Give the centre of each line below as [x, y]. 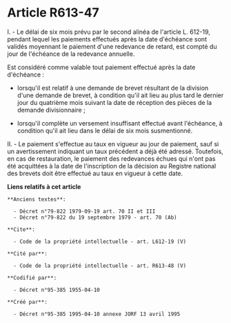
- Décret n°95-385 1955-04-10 [57, 290]
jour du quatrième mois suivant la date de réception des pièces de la [114, 102]
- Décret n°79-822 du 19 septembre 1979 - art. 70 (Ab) [95, 217]
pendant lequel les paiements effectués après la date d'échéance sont [107, 39]
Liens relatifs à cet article [44, 186]
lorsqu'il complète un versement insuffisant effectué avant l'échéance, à [120, 123]
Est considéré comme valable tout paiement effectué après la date [101, 67]
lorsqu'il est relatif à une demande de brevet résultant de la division [113, 88]
